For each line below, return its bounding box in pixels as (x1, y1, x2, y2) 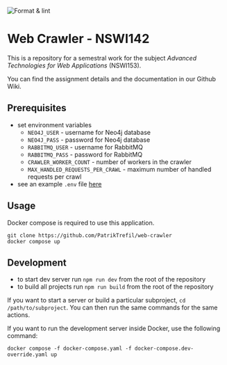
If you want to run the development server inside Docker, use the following (7, 324, 221, 333)
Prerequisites (7, 102, 67, 114)
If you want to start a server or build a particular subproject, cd (7, 296, 186, 305)
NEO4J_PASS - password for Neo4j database (27, 136, 151, 144)
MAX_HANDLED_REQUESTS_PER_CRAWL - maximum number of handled (27, 165, 212, 173)
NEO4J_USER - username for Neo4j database (27, 128, 151, 136)
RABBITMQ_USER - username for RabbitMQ (27, 143, 144, 151)
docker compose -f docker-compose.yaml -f (7, 345, 132, 352)
